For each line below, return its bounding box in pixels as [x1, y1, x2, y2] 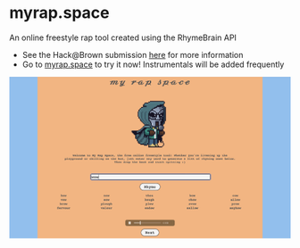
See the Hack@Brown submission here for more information [21, 49, 244, 60]
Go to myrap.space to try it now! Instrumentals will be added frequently [21, 59, 285, 70]
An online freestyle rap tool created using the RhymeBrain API [9, 32, 237, 43]
